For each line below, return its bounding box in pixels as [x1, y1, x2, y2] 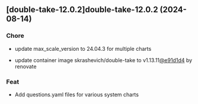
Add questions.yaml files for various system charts [14, 91, 139, 98]
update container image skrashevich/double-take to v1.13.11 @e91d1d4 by [14, 56, 193, 64]
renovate [14, 63, 37, 70]
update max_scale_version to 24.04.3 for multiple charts [14, 45, 152, 52]
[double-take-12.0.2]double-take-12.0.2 [6, 5, 158, 15]
